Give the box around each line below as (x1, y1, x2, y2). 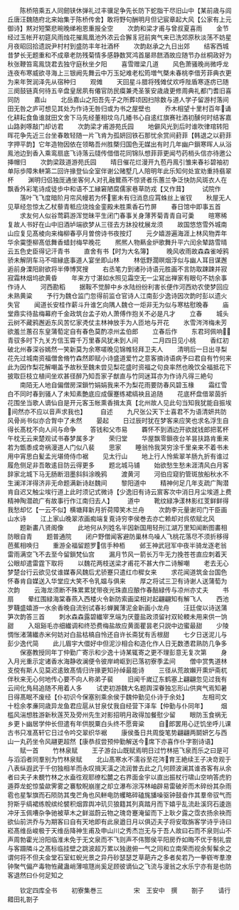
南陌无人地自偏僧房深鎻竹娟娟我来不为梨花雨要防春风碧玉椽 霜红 (19, 381, 221, 389)
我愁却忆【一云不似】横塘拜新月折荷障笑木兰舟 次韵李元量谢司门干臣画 (7, 506, 228, 513)
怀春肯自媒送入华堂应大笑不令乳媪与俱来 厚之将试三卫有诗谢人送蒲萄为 (7, 577, 228, 585)
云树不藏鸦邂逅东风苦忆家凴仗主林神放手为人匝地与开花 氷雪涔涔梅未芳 (7, 318, 228, 327)
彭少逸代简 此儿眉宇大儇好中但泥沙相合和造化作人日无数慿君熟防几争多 (7, 639, 228, 648)
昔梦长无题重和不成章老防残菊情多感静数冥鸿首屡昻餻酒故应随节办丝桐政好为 (7, 51, 232, 59)
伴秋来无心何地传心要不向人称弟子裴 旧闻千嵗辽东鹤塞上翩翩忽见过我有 (7, 675, 228, 683)
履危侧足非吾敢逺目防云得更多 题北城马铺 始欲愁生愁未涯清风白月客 (7, 461, 229, 469)
